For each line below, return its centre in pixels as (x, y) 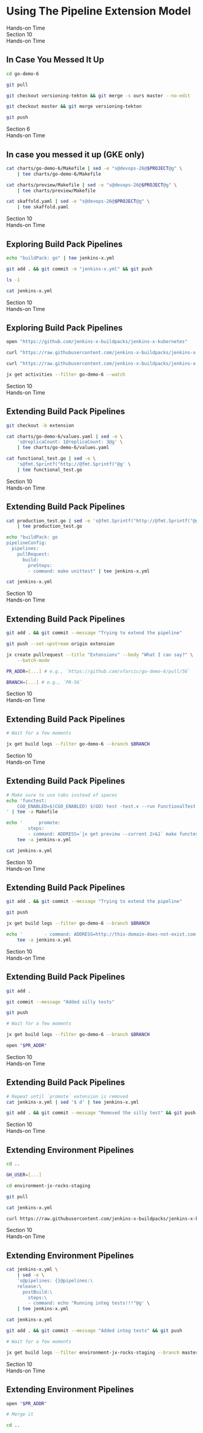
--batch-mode (34, 660)
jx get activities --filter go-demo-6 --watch (66, 374)
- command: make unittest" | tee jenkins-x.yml (89, 571)
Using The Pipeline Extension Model (99, 11)
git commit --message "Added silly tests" (60, 1002)
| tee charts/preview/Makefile (56, 191)
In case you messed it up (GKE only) (76, 155)
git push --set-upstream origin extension (60, 644)
